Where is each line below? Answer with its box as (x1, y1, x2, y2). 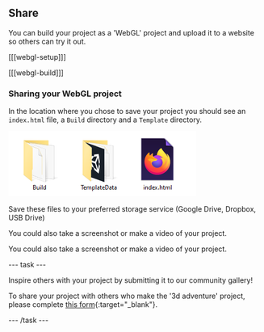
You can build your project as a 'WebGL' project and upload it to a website (8, 27, 254, 37)
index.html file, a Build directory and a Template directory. (8, 115, 202, 124)
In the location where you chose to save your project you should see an (8, 107, 246, 116)
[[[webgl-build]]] (8, 68, 65, 78)
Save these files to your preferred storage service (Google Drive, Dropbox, (8, 204, 257, 214)
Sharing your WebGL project (8, 88, 123, 99)
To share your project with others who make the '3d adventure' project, (8, 291, 245, 301)
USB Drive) (8, 213, 46, 223)
